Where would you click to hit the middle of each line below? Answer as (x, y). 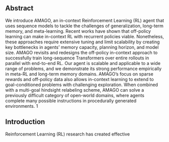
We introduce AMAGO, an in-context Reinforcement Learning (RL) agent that (85, 20)
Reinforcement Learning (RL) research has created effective (68, 134)
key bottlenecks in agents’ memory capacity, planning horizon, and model (82, 47)
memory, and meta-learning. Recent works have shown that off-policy (78, 31)
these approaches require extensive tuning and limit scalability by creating (82, 42)
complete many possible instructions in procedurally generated (71, 101)
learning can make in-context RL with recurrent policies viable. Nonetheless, (84, 36)
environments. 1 (22, 106)
